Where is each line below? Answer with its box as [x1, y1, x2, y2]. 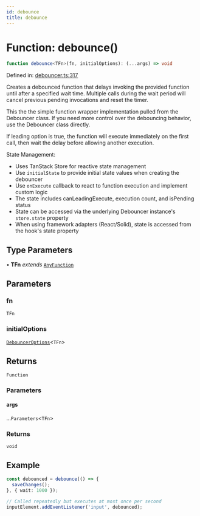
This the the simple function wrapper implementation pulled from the [6, 108, 179, 115]
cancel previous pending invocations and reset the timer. [6, 97, 149, 104]
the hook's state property [15, 227, 79, 234]
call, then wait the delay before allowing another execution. [6, 139, 154, 146]
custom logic [15, 189, 48, 196]
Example [6, 460, 40, 470]
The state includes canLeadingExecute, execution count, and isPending [15, 195, 195, 202]
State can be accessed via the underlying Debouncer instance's [15, 208, 176, 216]
